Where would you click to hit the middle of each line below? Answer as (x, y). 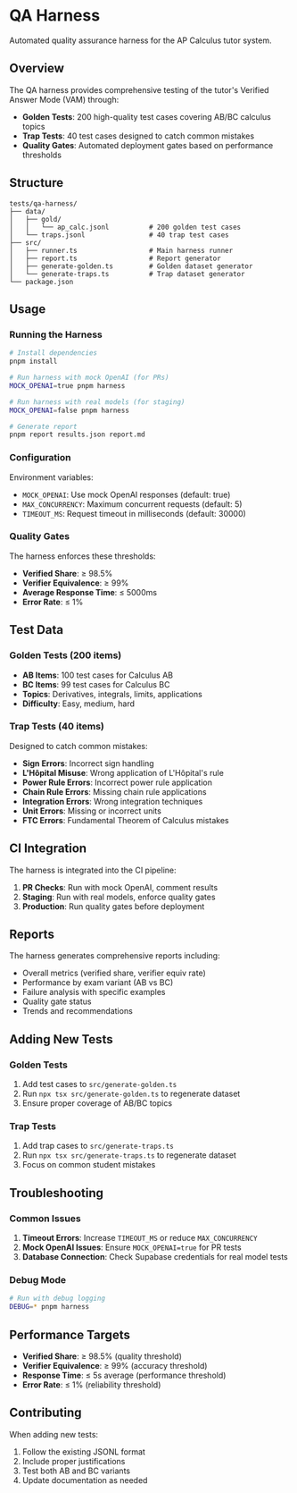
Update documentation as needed (85, 1480)
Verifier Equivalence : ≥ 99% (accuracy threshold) (115, 1365)
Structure (37, 183)
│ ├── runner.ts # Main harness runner (121, 250)
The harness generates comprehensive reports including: (115, 956)
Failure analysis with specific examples (94, 992)
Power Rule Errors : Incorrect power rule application (117, 782)
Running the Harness (56, 334)
